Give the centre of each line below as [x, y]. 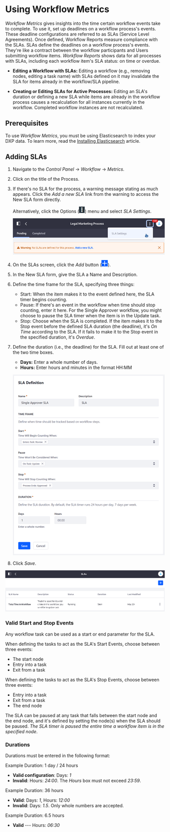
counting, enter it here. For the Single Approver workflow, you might [91, 310]
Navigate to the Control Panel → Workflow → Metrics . [69, 169]
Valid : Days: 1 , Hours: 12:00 [41, 800]
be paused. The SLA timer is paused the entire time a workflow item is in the [85, 726]
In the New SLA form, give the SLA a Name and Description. [75, 275]
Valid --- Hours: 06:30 [36, 825]
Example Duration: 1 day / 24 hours [42, 766]
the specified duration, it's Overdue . [57, 337]
